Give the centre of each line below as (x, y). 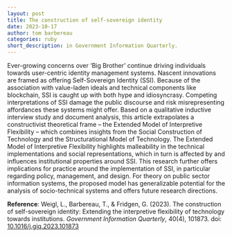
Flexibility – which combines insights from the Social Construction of (105, 132)
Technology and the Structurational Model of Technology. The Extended (110, 139)
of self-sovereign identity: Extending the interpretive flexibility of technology (116, 211)
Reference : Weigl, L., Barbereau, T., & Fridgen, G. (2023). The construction (114, 204)
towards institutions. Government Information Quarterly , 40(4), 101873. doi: (114, 219)
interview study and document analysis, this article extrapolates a (101, 117)
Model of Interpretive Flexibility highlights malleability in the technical (106, 147)
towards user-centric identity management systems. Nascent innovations (112, 73)
